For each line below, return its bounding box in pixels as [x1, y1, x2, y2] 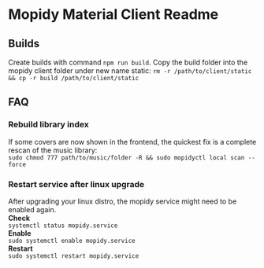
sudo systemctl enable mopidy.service [8, 237, 136, 244]
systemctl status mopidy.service [8, 222, 118, 229]
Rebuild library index [8, 119, 89, 130]
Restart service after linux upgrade [8, 178, 145, 189]
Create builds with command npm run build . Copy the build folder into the [8, 57, 248, 67]
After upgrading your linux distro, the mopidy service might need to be [8, 196, 237, 206]
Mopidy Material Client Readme [8, 6, 219, 24]
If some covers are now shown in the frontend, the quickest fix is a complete [8, 137, 257, 146]
